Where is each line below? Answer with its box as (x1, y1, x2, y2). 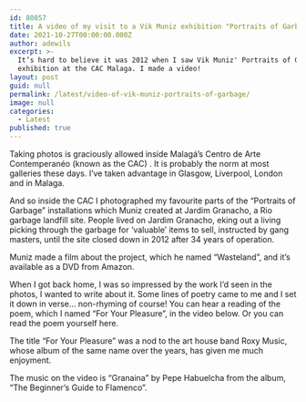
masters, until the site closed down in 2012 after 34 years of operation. (9, 234, 275, 244)
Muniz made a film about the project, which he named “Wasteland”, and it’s (9, 252, 291, 263)
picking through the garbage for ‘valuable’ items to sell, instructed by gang (9, 224, 290, 235)
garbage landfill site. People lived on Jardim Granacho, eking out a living (9, 215, 281, 225)
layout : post (9, 73, 59, 82)
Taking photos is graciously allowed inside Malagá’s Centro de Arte (9, 149, 261, 160)
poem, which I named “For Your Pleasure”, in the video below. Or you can (9, 308, 284, 319)
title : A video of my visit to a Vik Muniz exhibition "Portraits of (9, 22, 280, 31)
